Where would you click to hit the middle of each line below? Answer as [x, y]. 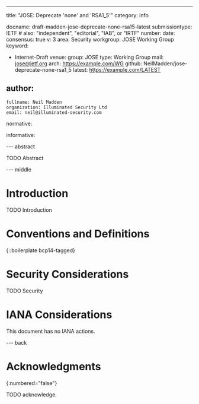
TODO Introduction [29, 210]
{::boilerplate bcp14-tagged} [41, 250]
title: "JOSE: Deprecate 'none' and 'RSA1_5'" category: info [78, 15]
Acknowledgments [54, 366]
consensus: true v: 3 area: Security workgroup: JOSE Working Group [90, 39]
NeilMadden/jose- [165, 63]
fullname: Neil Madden [34, 102]
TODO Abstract [25, 158]
